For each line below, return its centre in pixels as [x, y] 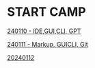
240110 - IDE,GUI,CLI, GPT [44, 31]
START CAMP [47, 12]
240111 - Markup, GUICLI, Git [48, 44]
